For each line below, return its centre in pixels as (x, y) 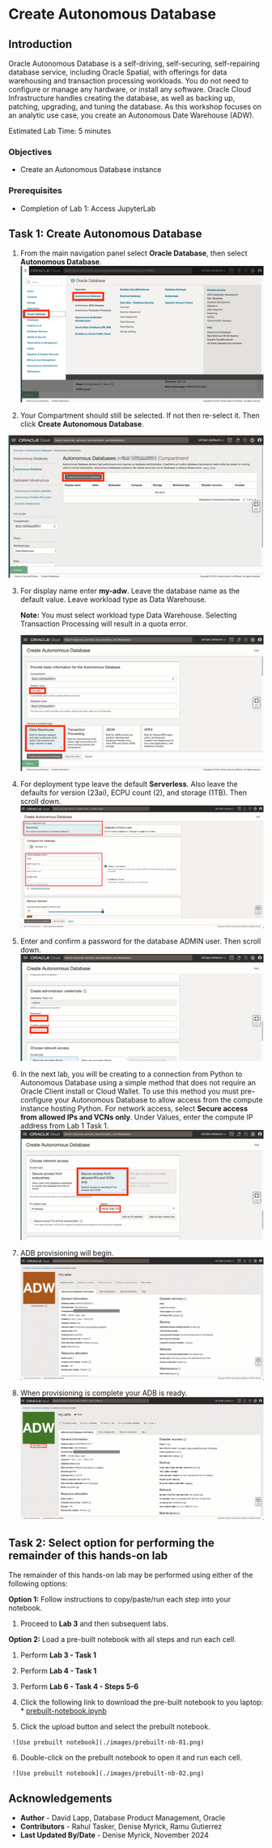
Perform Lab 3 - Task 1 (58, 1655)
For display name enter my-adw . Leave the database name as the (130, 591)
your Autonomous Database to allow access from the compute (159, 1100)
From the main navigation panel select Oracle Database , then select (134, 253)
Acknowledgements (60, 1798)
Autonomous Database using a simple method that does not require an (138, 1083)
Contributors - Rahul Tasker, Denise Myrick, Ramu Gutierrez (121, 1827)
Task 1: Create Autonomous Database (105, 233)
